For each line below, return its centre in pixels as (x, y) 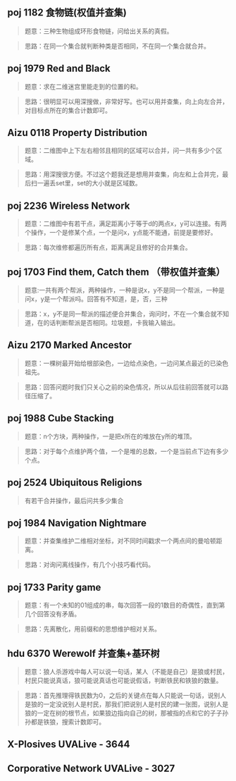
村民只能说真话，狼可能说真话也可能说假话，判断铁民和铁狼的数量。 (123, 680)
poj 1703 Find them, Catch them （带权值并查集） (116, 272)
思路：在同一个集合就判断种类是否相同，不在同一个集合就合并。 (117, 46)
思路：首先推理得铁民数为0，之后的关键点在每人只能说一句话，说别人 (125, 695)
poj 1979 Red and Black (59, 69)
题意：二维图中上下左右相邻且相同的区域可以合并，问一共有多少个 (120, 151)
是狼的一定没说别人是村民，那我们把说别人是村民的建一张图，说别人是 (126, 704)
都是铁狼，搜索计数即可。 (68, 722)
